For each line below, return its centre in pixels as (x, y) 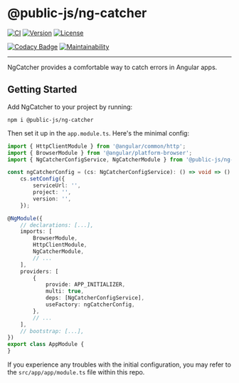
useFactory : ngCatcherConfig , (90, 305)
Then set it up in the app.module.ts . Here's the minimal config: (99, 133)
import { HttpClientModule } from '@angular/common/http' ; (97, 146)
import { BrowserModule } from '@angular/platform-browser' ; (100, 153)
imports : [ (36, 232)
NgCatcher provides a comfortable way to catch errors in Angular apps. (112, 67)
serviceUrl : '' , (57, 186)
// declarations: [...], (57, 225)
